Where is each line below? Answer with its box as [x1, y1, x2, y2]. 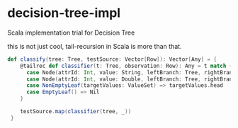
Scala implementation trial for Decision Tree [7, 28, 135, 37]
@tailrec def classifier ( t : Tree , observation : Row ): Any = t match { [20, 62, 233, 69]
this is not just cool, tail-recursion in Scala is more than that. [7, 42, 182, 50]
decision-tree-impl [7, 5, 121, 21]
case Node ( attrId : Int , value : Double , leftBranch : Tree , [25, 76, 201, 83]
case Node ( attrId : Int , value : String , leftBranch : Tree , [25, 69, 201, 76]
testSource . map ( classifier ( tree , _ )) [20, 108, 132, 115]
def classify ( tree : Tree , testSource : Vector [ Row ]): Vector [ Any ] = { [7, 55, 217, 63]
